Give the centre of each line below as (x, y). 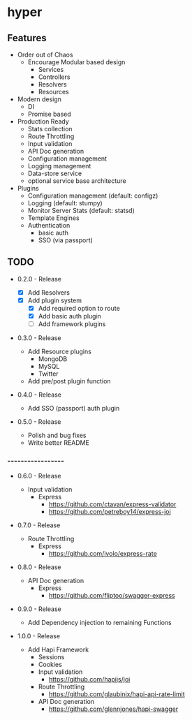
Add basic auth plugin (69, 316)
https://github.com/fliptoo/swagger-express (112, 596)
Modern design (39, 99)
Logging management (59, 166)
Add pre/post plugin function (69, 381)
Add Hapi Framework (58, 649)
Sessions (51, 657)
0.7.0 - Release (39, 525)
